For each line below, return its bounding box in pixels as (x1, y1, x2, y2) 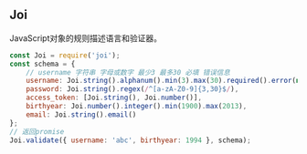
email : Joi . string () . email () (26, 109, 137, 119)
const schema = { (9, 59, 76, 68)
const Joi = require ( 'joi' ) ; (9, 50, 121, 60)
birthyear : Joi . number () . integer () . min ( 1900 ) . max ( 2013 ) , (26, 102, 248, 111)
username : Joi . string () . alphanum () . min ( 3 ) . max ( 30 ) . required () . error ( (26, 77, 297, 86)
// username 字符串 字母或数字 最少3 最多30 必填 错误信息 (26, 67, 230, 77)
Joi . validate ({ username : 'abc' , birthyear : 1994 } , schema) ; (9, 136, 251, 145)
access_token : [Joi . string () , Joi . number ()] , (26, 93, 203, 103)
